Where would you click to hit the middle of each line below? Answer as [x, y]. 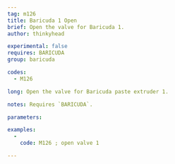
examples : [22, 130]
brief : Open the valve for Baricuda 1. [66, 27]
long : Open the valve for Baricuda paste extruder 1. [88, 92]
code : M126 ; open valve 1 [60, 143]
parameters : [25, 117]
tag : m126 [22, 14]
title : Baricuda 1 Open [42, 20]
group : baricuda [31, 60]
